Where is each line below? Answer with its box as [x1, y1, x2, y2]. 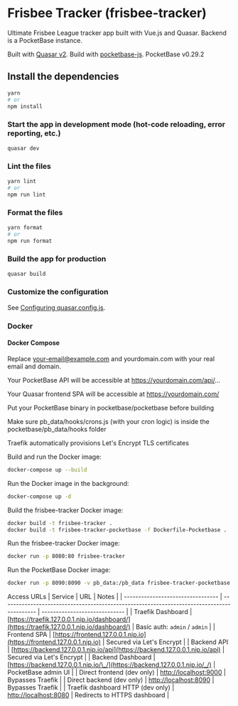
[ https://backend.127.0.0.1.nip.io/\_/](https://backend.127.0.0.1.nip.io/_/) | [7, 660, 216, 669]
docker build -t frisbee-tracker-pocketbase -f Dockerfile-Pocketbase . [7, 526, 227, 534]
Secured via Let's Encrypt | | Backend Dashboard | [7, 653, 156, 662]
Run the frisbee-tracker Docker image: [7, 539, 121, 548]
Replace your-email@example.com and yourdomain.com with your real [7, 354, 215, 363]
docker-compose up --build [7, 466, 87, 473]
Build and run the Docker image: [7, 452, 102, 461]
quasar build [7, 270, 46, 277]
